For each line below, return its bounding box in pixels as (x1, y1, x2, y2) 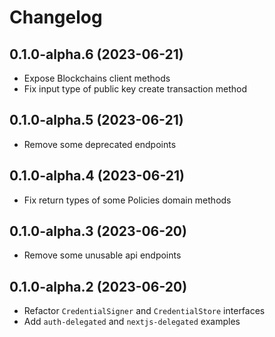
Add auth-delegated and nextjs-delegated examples (23, 316, 241, 328)
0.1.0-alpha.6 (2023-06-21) (9, 46, 184, 63)
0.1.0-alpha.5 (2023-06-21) (9, 112, 184, 129)
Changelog (9, 6, 103, 29)
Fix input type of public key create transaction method (23, 83, 247, 95)
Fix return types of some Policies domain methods (23, 194, 232, 206)
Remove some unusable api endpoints (23, 249, 182, 261)
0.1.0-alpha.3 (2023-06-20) (9, 223, 187, 240)
